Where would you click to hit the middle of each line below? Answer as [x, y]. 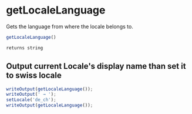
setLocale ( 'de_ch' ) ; [31, 100]
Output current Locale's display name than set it [96, 66]
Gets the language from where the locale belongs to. [70, 26]
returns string [25, 48]
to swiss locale [34, 76]
